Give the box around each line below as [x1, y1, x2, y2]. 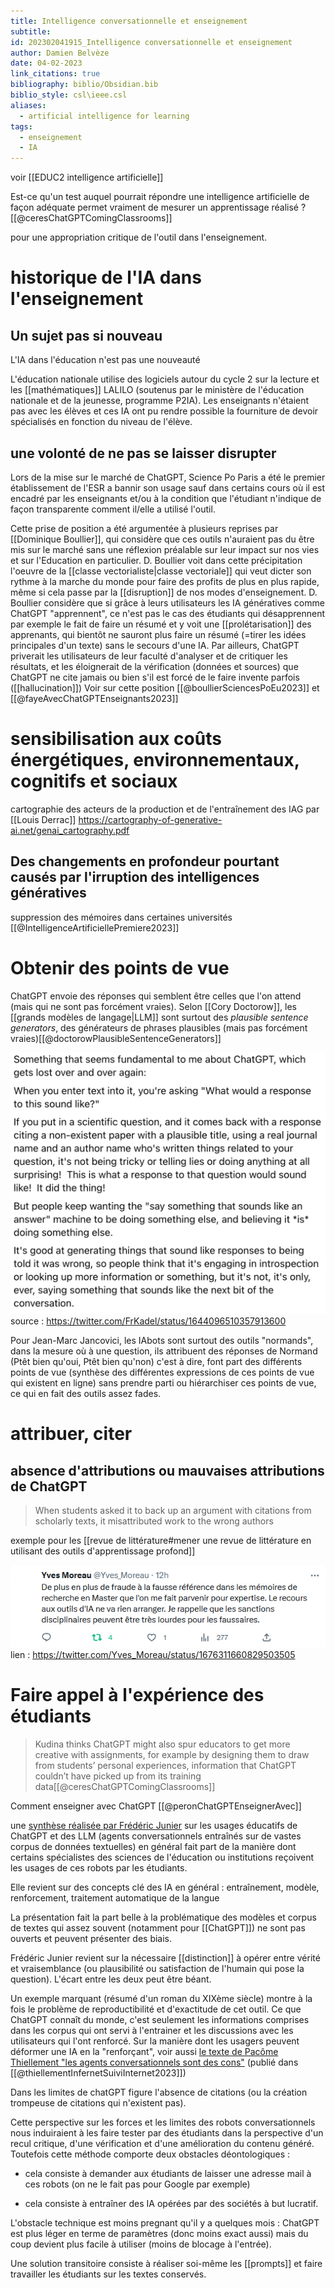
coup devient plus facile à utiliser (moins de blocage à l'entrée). [10, 2238, 272, 2250]
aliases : [10, 100, 47, 110]
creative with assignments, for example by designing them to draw [34, 1748, 310, 1760]
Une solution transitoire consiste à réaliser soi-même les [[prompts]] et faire [10, 2257, 323, 2269]
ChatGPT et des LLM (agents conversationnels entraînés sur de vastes [10, 1830, 302, 1842]
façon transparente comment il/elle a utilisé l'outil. [10, 503, 216, 515]
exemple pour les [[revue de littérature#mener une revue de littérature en [10, 1534, 312, 1546]
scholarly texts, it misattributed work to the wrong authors [34, 1515, 274, 1527]
